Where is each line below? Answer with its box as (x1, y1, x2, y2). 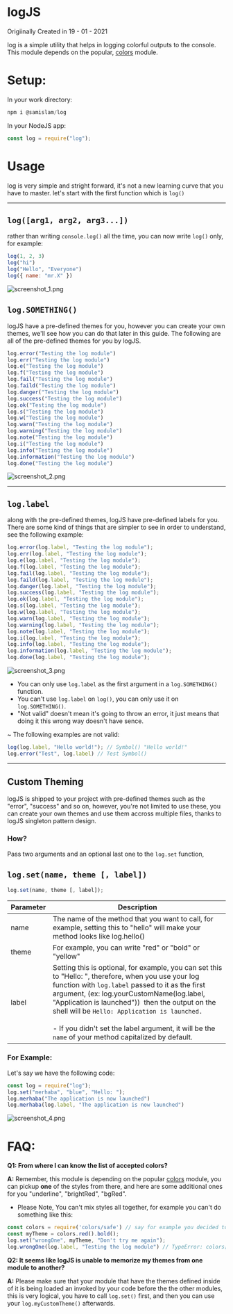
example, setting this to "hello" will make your (52, 923, 201, 932)
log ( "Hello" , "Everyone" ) (7, 266, 82, 273)
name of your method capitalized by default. (52, 1032, 193, 1041)
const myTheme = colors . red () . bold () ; (7, 1231, 119, 1238)
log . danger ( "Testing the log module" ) (7, 389, 119, 396)
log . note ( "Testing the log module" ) (7, 434, 113, 441)
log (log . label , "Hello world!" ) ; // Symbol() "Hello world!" (7, 744, 188, 751)
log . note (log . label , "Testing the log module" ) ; (7, 628, 150, 635)
